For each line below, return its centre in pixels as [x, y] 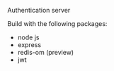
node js [28, 37]
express [29, 45]
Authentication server [39, 10]
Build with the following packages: [57, 24]
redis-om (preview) [46, 52]
